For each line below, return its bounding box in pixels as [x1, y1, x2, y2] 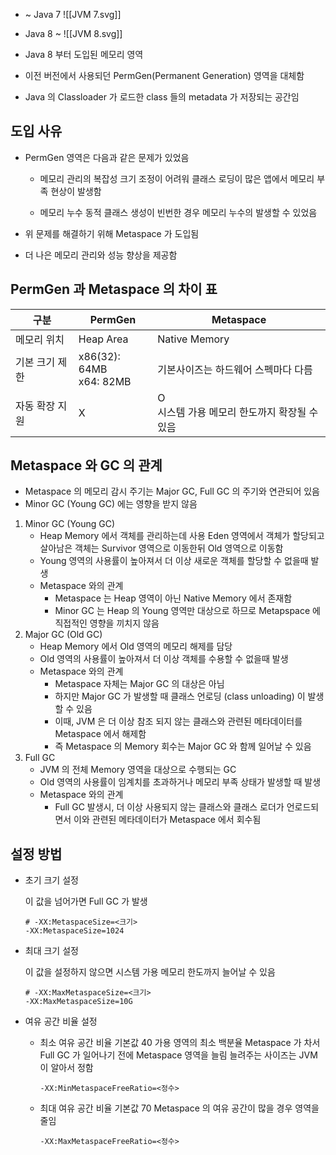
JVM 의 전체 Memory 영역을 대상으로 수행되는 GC [39, 764, 237, 776]
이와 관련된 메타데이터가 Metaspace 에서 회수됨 [73, 814, 262, 826]
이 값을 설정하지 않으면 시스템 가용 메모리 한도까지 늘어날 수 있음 [24, 966, 276, 978]
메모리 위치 [15, 332, 65, 346]
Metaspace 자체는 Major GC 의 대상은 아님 [54, 678, 225, 690]
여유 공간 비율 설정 [24, 1015, 98, 1028]
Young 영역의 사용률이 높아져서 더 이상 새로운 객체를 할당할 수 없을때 [39, 555, 309, 567]
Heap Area [78, 332, 129, 346]
